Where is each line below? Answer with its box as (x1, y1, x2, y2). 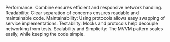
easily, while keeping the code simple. (5, 31, 85, 37)
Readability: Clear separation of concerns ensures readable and (5, 10, 139, 16)
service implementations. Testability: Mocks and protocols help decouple (5, 20, 158, 26)
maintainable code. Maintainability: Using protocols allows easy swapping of (5, 15, 165, 21)
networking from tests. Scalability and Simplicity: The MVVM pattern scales (5, 26, 163, 32)
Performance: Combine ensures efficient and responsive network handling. (5, 5, 162, 10)
